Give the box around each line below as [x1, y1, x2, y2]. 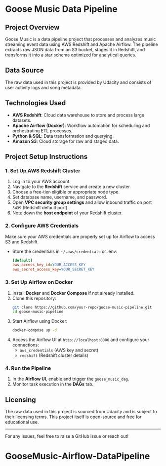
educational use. [5, 419, 39, 425]
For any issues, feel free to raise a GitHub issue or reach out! [5, 433, 128, 439]
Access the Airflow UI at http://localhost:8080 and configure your [12, 337, 150, 343]
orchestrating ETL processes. [12, 127, 73, 134]
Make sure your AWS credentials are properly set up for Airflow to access [5, 233, 155, 239]
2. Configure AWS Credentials [5, 222, 79, 229]
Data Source [5, 66, 44, 75]
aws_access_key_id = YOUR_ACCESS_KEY [12, 263, 86, 268]
